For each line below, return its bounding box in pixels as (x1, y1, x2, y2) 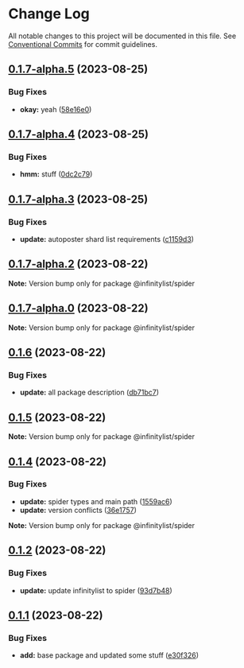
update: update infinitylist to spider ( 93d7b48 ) (19, 585, 172, 595)
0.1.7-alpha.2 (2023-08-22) (8, 258, 149, 271)
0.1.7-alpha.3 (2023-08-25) (8, 192, 149, 206)
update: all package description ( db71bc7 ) (19, 387, 160, 398)
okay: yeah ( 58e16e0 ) (19, 104, 92, 114)
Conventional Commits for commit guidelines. (8, 39, 157, 49)
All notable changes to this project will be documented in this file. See (8, 31, 237, 41)
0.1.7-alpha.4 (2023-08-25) (8, 128, 149, 142)
